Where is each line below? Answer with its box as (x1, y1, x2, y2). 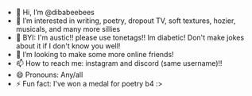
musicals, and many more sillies (15, 25, 121, 33)
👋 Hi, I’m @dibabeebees (15, 8, 95, 17)
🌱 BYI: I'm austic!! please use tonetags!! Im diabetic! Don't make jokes (15, 33, 245, 42)
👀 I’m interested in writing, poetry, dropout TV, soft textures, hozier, (15, 16, 236, 25)
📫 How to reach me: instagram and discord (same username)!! (15, 59, 223, 67)
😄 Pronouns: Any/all (15, 70, 83, 79)
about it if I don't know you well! (15, 41, 121, 51)
